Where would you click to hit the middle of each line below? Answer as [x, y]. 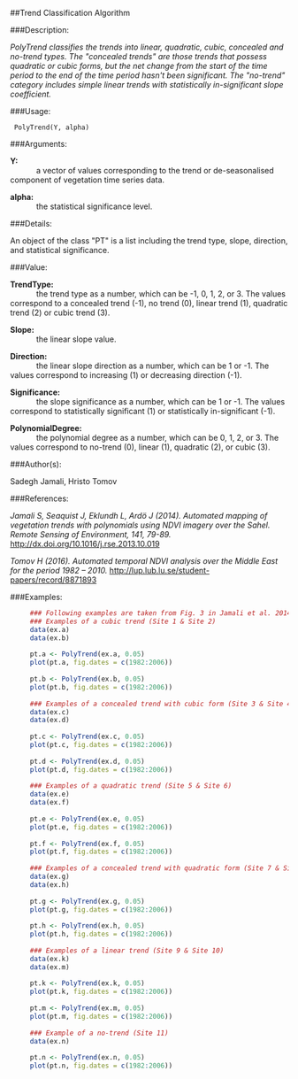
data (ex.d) [50, 721]
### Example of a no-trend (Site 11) [99, 1033]
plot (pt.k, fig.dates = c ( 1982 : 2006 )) [101, 992]
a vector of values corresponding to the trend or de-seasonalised [155, 170]
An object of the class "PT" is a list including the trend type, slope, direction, [149, 241]
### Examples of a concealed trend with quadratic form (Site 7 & [154, 868]
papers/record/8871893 [53, 580]
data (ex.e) [50, 794]
